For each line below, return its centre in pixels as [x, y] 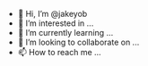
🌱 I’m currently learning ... [65, 33]
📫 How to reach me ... [59, 52]
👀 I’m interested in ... [56, 23]
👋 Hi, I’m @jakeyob [52, 14]
